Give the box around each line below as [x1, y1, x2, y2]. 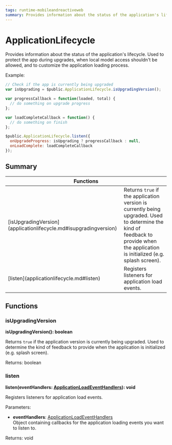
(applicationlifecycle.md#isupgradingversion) [8, 224, 117, 231]
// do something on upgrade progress [10, 101, 91, 106]
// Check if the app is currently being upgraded [5, 82, 114, 87]
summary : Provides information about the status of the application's [5, 12, 159, 17]
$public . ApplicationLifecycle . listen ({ [5, 134, 91, 139]
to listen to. [12, 424, 37, 431]
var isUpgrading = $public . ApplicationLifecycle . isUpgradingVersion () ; [5, 87, 161, 92]
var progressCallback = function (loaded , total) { [5, 96, 116, 102]
